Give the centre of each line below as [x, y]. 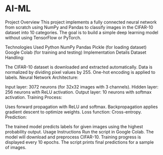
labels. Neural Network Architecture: [42, 77]
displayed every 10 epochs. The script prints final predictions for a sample [80, 142]
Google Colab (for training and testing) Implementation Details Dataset [76, 52]
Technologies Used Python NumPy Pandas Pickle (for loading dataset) [76, 47]
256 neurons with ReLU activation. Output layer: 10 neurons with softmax [78, 92]
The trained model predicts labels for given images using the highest [74, 126]
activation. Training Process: [34, 97]
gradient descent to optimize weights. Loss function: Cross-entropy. [74, 112]
